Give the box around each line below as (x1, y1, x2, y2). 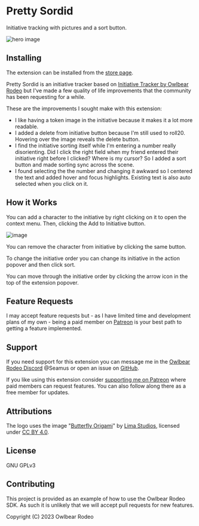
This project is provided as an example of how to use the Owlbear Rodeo (6, 495, 185, 502)
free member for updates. (6, 389, 70, 396)
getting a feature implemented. (6, 325, 82, 332)
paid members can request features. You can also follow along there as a (6, 382, 186, 390)
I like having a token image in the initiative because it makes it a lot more (14, 116, 193, 123)
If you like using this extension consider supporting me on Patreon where (6, 376, 186, 383)
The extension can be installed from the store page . (6, 69, 133, 76)
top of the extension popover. (6, 279, 79, 286)
